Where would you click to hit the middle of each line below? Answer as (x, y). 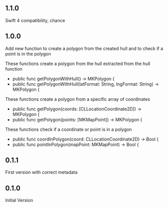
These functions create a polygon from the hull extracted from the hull (78, 63)
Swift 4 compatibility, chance (35, 20)
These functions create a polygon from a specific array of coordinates (78, 99)
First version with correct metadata (41, 172)
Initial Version (19, 200)
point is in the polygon (28, 54)
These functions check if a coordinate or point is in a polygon (68, 129)
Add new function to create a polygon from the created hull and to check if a (84, 48)
